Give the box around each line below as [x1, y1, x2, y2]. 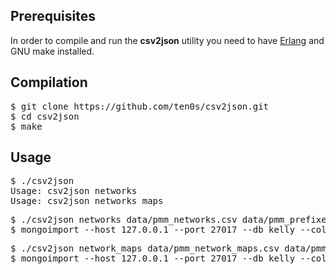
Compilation [10, 74, 88, 91]
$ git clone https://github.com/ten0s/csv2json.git [10, 100, 270, 112]
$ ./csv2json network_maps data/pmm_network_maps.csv [10, 243, 280, 254]
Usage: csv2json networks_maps [10, 195, 164, 207]
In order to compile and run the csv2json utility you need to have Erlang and [10, 34, 325, 46]
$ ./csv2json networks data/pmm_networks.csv [10, 214, 238, 226]
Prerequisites [10, 8, 96, 25]
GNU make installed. [10, 45, 95, 57]
